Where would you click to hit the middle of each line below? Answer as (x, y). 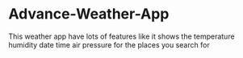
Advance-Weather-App (89, 14)
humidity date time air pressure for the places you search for (109, 44)
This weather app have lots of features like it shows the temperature (122, 36)
